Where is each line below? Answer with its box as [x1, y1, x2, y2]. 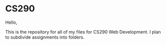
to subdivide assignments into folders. [5, 34, 85, 40]
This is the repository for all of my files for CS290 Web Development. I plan [5, 29, 161, 35]
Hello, [5, 19, 18, 25]
